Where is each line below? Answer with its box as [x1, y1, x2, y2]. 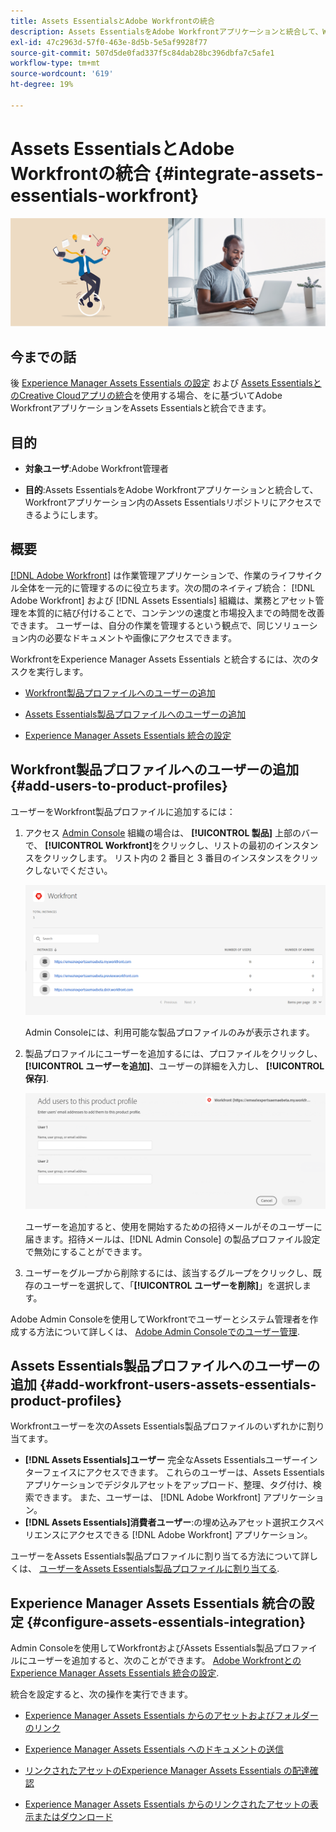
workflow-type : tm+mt [10, 58, 101, 69]
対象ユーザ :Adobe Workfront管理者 [24, 463, 169, 475]
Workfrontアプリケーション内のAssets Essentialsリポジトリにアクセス [24, 496, 313, 509]
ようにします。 [42, 509, 104, 521]
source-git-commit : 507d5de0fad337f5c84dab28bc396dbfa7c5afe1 [10, 48, 275, 58]
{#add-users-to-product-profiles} [10, 778, 228, 795]
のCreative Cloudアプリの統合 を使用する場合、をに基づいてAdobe [10, 390, 283, 402]
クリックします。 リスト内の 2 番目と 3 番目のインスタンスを [42, 851, 293, 864]
